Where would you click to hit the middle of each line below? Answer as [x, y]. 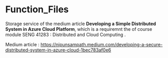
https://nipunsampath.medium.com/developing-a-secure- [102, 44]
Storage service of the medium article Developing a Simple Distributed [81, 24]
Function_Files [37, 9]
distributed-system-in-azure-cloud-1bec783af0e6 [58, 50]
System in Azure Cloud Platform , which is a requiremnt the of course [79, 29]
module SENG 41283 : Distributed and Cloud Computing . [66, 34]
